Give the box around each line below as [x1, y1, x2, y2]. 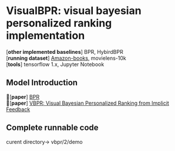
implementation [6, 29, 85, 42]
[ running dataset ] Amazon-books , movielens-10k [6, 54, 126, 61]
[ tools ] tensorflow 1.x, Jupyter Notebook [6, 60, 105, 68]
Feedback [6, 105, 31, 112]
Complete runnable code [6, 123, 99, 133]
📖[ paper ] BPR [6, 93, 40, 100]
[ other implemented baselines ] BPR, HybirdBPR [6, 48, 123, 55]
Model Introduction [6, 78, 78, 88]
